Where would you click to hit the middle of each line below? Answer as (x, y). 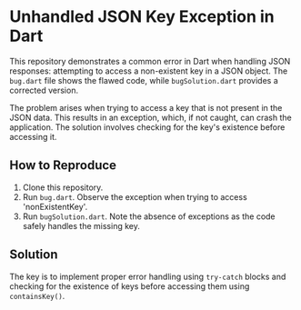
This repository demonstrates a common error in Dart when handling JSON (150, 61)
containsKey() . (37, 295)
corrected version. (44, 90)
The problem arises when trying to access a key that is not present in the (146, 107)
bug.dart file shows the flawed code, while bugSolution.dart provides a (144, 80)
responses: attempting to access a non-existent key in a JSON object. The (149, 71)
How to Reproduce (63, 165)
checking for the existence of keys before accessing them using (130, 286)
